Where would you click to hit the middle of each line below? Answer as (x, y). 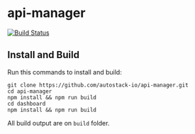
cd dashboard (27, 104)
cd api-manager (30, 91)
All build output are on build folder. (58, 123)
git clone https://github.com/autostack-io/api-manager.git (98, 85)
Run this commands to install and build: (65, 72)
